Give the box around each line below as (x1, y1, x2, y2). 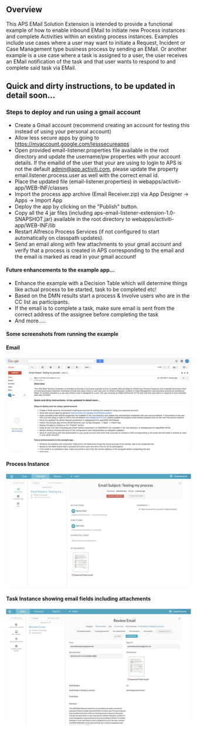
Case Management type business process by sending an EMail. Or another (6, 45, 187, 52)
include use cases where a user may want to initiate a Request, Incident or (6, 39, 186, 46)
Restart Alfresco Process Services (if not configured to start (14, 228, 159, 235)
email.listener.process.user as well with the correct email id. (14, 171, 159, 178)
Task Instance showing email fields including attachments (6, 595, 151, 603)
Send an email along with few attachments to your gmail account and (14, 240, 182, 247)
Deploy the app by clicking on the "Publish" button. (14, 203, 138, 210)
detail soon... (6, 91, 56, 101)
